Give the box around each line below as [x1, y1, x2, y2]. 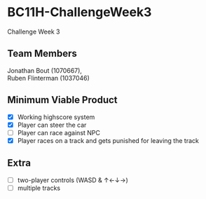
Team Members [7, 48, 77, 60]
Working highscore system [17, 113, 95, 121]
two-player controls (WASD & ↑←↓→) [17, 176, 128, 184]
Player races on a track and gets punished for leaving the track [17, 136, 200, 144]
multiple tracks [17, 184, 61, 192]
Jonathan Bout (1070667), [7, 66, 83, 74]
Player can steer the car [17, 121, 87, 129]
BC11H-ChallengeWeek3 [7, 4, 152, 20]
